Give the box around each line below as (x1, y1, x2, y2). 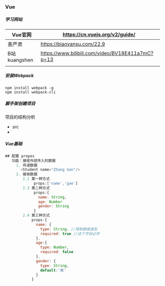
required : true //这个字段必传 (40, 231, 100, 236)
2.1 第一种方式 (23, 176, 50, 181)
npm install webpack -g (5, 85, 54, 90)
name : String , (38, 195, 67, 200)
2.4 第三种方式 (23, 213, 50, 218)
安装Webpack (5, 73, 34, 79)
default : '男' (40, 268, 66, 273)
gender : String (38, 204, 69, 209)
